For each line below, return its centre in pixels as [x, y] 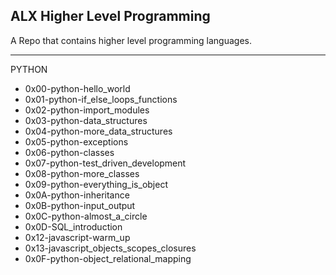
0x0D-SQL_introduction [73, 226]
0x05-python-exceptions [76, 141]
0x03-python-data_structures [86, 120]
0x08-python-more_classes [82, 173]
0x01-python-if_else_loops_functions [101, 99]
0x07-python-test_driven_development [105, 163]
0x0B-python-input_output [80, 205]
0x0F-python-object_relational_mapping [108, 258]
